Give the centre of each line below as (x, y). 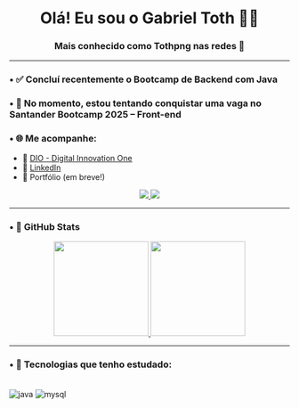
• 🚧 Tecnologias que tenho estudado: (90, 364)
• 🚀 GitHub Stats (44, 226)
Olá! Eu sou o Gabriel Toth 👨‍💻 (149, 18)
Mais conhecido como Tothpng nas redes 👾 (149, 46)
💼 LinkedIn (41, 167)
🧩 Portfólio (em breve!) (63, 176)
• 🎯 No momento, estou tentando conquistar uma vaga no (136, 103)
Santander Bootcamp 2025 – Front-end (95, 115)
